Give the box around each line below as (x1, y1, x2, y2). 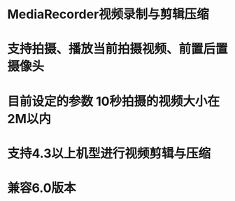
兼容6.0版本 (7, 180, 76, 196)
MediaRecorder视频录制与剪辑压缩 (7, 6, 210, 22)
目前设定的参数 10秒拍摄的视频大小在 (7, 93, 220, 109)
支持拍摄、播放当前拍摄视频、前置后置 (7, 41, 229, 57)
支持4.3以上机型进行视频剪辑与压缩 (7, 145, 211, 161)
